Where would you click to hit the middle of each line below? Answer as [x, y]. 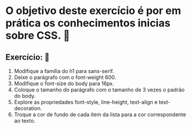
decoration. [28, 108]
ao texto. [25, 121]
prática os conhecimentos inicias [88, 23]
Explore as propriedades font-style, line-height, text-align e [86, 102]
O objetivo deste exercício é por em [93, 11]
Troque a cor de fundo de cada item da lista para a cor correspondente [100, 114]
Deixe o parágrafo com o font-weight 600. [65, 77]
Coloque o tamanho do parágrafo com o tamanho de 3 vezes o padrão [99, 90]
